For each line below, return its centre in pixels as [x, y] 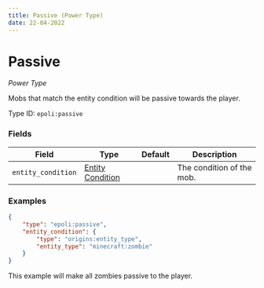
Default [156, 154]
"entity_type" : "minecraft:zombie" [95, 246]
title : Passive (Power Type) [56, 15]
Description [214, 154]
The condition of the [214, 167]
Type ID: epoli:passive [46, 114]
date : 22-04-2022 [37, 23]
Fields [20, 134]
